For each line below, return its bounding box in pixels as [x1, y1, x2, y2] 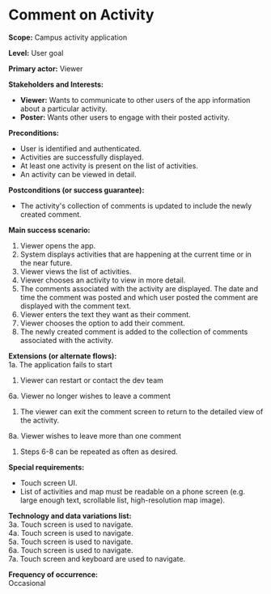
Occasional [8, 578, 46, 588]
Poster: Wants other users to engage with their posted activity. [19, 112, 231, 122]
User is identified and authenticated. [19, 143, 142, 153]
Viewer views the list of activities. [19, 266, 132, 276]
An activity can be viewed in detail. [19, 169, 137, 179]
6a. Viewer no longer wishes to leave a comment [8, 391, 171, 401]
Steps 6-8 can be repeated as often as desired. [19, 447, 178, 456]
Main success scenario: [8, 225, 91, 235]
